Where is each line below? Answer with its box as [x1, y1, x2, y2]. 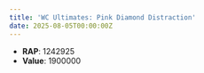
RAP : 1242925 [21, 45, 75, 56]
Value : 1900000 [21, 55, 82, 66]
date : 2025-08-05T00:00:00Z [9, 21, 114, 30]
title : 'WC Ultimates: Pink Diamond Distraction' [9, 12, 197, 22]
